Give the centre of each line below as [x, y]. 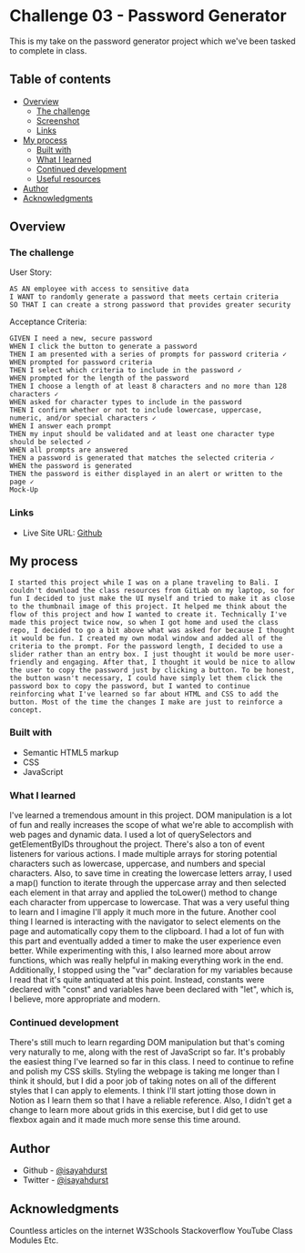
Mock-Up [24, 490]
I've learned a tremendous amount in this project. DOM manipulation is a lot [151, 815]
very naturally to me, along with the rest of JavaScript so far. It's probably [147, 1052]
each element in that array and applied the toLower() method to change [143, 892]
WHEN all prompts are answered [69, 450]
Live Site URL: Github [62, 533]
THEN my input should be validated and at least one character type [142, 434]
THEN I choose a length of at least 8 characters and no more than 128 [148, 387]
